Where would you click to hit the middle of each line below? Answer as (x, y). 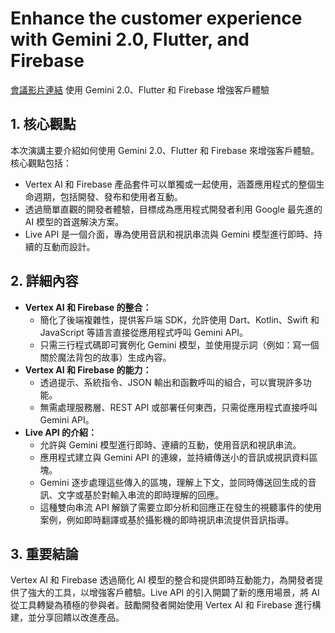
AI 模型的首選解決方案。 (74, 221)
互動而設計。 (69, 246)
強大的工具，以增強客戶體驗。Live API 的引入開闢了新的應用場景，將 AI (173, 593)
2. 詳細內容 (44, 281)
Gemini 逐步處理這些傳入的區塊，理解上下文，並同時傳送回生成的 (173, 482)
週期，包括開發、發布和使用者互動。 (108, 196)
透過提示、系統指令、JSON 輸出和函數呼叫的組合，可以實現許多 (171, 382)
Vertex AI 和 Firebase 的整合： (88, 307)
